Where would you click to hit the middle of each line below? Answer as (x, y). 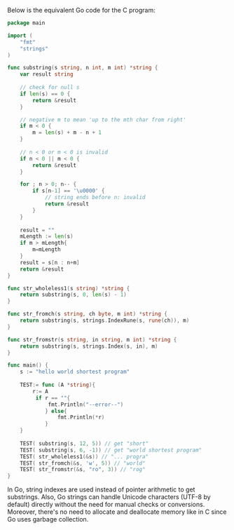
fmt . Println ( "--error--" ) (86, 405)
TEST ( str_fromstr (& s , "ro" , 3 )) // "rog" (83, 470)
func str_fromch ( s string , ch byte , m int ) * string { (88, 314)
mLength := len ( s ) (47, 237)
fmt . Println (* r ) (81, 417)
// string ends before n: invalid (95, 198)
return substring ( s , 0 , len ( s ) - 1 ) (74, 295)
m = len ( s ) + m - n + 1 (67, 132)
